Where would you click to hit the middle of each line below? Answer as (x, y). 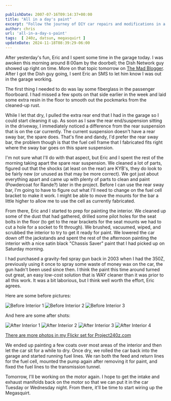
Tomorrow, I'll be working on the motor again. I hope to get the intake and (82, 377)
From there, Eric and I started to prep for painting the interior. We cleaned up (86, 211)
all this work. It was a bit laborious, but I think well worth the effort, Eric (80, 280)
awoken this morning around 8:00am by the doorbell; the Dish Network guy (85, 63)
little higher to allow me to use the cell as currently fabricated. (70, 201)
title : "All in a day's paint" (39, 19)
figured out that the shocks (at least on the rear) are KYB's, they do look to (84, 168)
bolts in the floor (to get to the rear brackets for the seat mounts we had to (83, 221)
